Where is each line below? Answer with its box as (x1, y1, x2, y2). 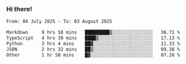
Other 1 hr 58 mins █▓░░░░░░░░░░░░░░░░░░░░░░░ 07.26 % (6, 52, 181, 58)
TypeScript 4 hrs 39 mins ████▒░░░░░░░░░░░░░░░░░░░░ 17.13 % (6, 35, 181, 41)
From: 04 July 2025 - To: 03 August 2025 (6, 19, 113, 25)
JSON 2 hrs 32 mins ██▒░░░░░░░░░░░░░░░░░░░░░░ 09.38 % (6, 46, 181, 53)
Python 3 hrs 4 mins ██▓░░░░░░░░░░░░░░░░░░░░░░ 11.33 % (6, 40, 181, 46)
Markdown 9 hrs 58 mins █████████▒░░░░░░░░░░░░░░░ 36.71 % (6, 30, 181, 36)
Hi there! (6, 5, 33, 13)
